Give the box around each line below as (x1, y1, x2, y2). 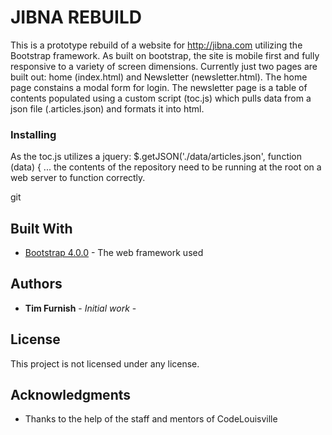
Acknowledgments (10, 387, 132, 404)
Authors (10, 276, 63, 293)
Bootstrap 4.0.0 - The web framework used (24, 247, 204, 259)
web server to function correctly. (10, 172, 146, 184)
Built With (10, 220, 73, 237)
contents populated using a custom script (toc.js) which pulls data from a (10, 92, 312, 104)
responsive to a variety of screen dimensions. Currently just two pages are (10, 60, 318, 72)
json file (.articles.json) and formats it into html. (10, 102, 205, 115)
